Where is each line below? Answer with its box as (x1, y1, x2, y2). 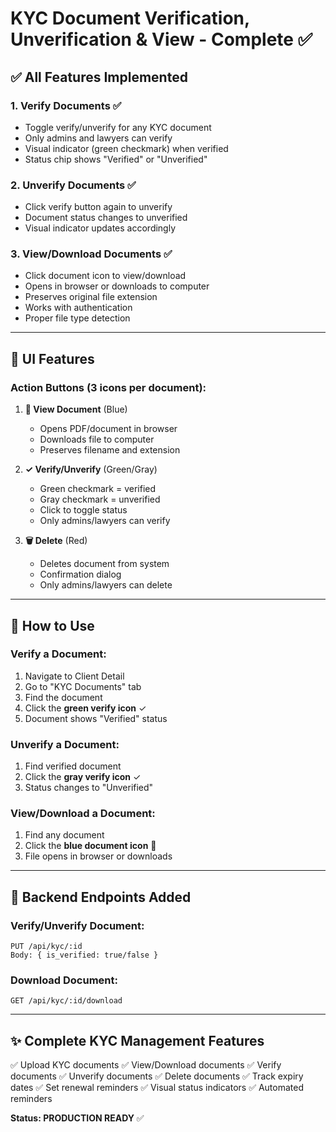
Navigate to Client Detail (24, 670, 125, 682)
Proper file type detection (24, 312, 131, 324)
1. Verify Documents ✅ (10, 98, 122, 112)
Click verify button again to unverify (24, 201, 173, 213)
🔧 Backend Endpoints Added (10, 888, 192, 906)
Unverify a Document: (10, 737, 120, 751)
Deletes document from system (39, 558, 170, 570)
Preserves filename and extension (39, 444, 181, 456)
